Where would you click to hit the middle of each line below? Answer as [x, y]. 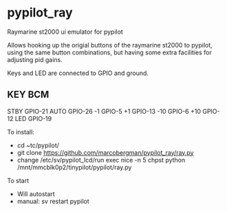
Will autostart [36, 193]
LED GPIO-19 [33, 118]
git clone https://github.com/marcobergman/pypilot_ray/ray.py [105, 152]
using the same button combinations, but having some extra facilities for [109, 52]
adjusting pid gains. [35, 59]
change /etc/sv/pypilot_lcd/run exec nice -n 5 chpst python [101, 160]
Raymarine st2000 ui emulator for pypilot [65, 32]
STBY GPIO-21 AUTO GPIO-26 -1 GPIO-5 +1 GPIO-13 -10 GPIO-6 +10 [104, 111]
